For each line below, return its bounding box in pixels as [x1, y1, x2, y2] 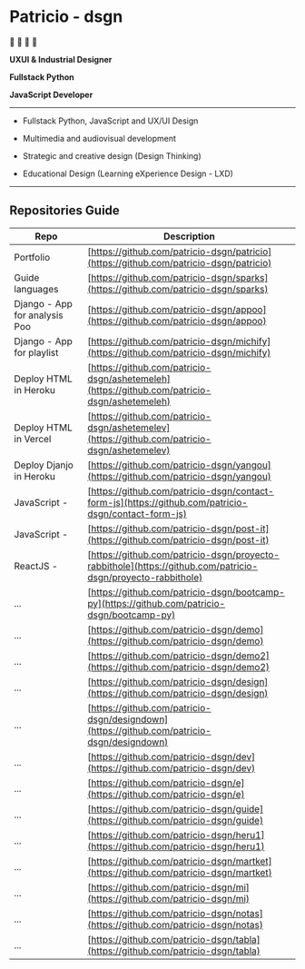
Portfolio [14, 251, 51, 263]
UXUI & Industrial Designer [9, 54, 113, 64]
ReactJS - [14, 559, 58, 572]
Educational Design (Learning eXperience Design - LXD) [22, 168, 234, 179]
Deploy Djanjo [14, 459, 74, 471]
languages [14, 282, 59, 295]
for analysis [14, 309, 64, 321]
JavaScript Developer [9, 89, 93, 100]
